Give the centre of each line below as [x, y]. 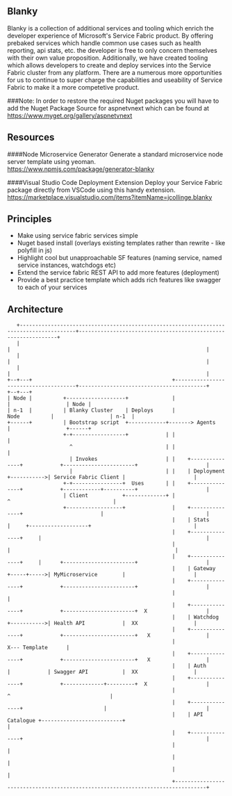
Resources [31, 137]
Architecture [35, 309]
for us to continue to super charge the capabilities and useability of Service [115, 80]
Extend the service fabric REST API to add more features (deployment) [118, 273]
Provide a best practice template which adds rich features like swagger [119, 280]
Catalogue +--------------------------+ [67, 721]
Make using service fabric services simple [78, 236]
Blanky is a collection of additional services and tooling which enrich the [110, 28]
